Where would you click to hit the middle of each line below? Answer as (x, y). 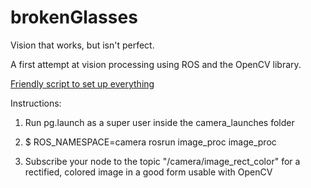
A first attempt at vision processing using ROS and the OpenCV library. (156, 64)
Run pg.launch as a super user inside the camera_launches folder (159, 122)
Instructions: (36, 103)
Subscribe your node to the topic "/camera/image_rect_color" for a (162, 161)
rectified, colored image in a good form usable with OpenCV (148, 172)
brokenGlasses (74, 17)
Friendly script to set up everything (82, 83)
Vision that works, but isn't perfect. (82, 45)
